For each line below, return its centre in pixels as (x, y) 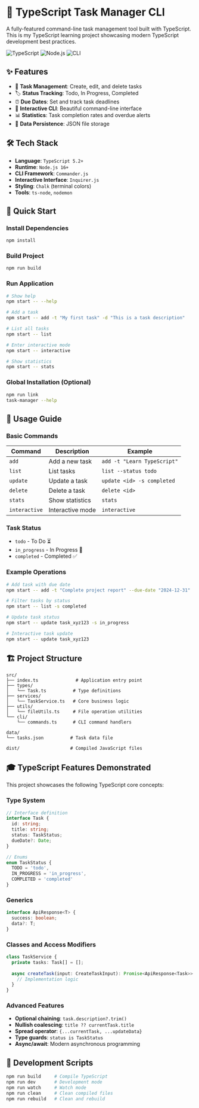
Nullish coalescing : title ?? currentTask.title (74, 1025)
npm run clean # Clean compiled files (60, 1093)
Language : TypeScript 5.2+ (49, 160)
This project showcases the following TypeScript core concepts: (85, 785)
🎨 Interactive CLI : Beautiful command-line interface (78, 108)
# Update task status (33, 617)
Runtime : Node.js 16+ (42, 167)
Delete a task (67, 491)
